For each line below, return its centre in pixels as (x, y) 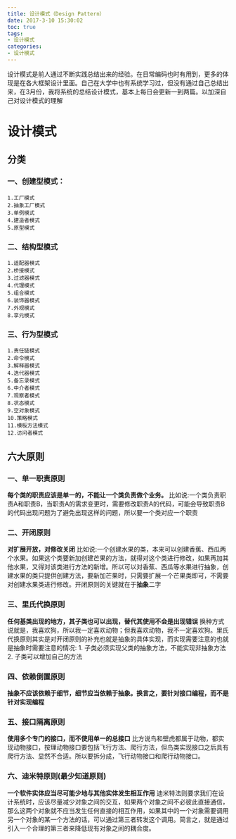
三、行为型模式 (33, 334)
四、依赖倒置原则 (36, 676)
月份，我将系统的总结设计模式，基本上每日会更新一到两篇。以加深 (125, 92)
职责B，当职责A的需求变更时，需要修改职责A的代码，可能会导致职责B (124, 504)
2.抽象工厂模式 (26, 205)
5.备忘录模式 (24, 381)
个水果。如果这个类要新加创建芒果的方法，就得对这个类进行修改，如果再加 (115, 558)
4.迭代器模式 (24, 373)
